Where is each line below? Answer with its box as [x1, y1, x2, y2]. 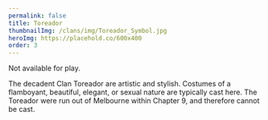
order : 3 [8, 42, 38, 50]
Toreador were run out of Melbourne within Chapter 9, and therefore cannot [8, 96, 260, 106]
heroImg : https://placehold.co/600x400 [8, 34, 142, 42]
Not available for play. [8, 63, 80, 73]
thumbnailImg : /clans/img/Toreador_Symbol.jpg [8, 26, 167, 34]
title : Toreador [8, 19, 63, 27]
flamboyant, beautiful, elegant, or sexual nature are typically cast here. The [8, 87, 258, 97]
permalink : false [8, 11, 67, 20]
